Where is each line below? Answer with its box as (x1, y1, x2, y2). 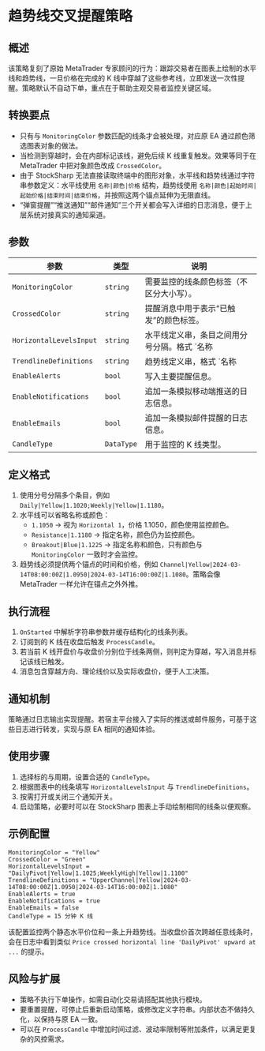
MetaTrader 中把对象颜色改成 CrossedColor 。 (19, 160, 166, 170)
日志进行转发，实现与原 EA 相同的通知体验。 (14, 724, 159, 734)
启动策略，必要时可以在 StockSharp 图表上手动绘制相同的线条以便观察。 (19, 801, 256, 811)
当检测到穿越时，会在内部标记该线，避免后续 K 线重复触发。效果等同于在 (19, 151, 257, 160)
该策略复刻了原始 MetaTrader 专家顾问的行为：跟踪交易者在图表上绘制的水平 (8, 64, 257, 73)
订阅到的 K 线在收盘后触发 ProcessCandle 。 (19, 637, 160, 647)
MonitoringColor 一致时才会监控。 (31, 550, 142, 559)
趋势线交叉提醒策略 (8, 7, 133, 25)
